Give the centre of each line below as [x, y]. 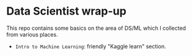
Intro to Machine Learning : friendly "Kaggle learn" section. [90, 46]
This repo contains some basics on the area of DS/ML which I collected [96, 28]
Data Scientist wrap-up [66, 11]
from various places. [32, 34]
